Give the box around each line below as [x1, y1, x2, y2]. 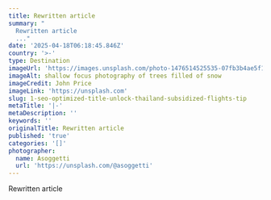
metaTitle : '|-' [8, 102, 63, 110]
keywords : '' [8, 117, 52, 125]
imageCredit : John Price [8, 79, 92, 87]
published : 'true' [8, 131, 70, 140]
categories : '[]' [8, 139, 67, 148]
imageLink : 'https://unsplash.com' [8, 86, 128, 95]
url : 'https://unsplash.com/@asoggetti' [15, 162, 153, 170]
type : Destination [8, 57, 70, 65]
